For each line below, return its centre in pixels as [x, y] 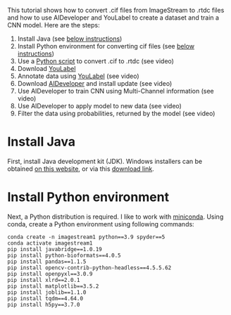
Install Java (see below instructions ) [70, 39]
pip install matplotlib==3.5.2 [53, 286]
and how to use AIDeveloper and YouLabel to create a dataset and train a [113, 18]
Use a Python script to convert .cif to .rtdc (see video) [96, 61]
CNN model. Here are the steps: [54, 25]
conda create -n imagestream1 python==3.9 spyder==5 [86, 237]
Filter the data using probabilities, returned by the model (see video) [116, 113]
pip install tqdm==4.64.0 [45, 298]
